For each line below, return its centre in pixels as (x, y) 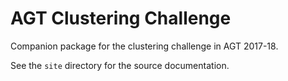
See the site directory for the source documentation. (120, 65)
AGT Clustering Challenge (121, 18)
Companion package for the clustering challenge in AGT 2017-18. (144, 46)
